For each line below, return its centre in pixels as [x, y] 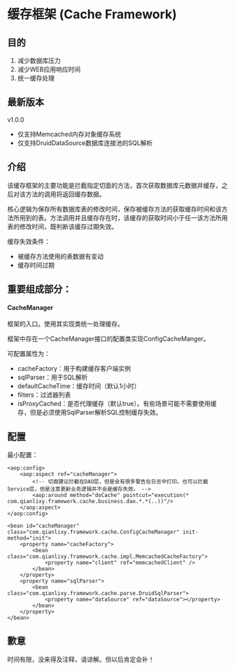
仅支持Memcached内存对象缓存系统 [69, 134]
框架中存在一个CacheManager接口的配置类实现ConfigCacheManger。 [108, 339]
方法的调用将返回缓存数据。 [65, 194]
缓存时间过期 [36, 265]
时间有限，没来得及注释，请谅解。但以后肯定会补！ [81, 659]
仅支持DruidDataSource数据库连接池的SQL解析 [85, 143]
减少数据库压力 [39, 61]
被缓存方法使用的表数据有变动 [60, 256]
